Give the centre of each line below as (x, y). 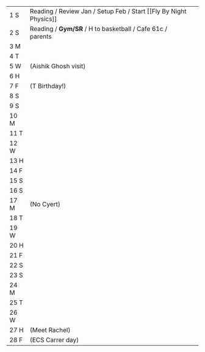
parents (41, 36)
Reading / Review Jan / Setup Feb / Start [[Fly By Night (108, 11)
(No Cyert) (45, 204)
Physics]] (43, 19)
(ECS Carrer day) (54, 340)
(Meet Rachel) (50, 330)
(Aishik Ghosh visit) (58, 66)
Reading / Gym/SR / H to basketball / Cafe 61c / (99, 29)
